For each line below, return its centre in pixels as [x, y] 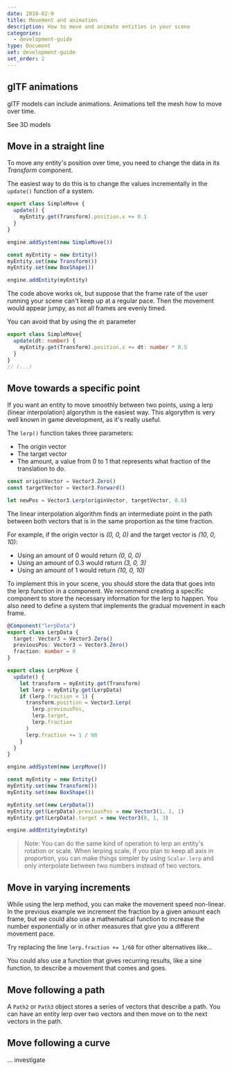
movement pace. [31, 934]
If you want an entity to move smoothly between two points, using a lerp [110, 405]
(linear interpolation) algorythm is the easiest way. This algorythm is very [111, 412]
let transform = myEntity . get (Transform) [80, 683]
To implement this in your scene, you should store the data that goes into [111, 583]
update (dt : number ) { [45, 341]
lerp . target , [51, 716]
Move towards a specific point [74, 388]
